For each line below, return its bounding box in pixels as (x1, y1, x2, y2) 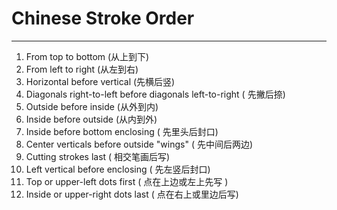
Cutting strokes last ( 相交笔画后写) (25, 150, 171, 162)
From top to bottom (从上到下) (25, 50, 150, 62)
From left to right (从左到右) (25, 63, 139, 75)
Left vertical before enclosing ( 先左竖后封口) (25, 163, 211, 175)
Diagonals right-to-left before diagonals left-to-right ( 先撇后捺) (25, 88, 286, 100)
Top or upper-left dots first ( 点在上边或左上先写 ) (25, 175, 229, 187)
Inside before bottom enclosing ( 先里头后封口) (25, 125, 219, 137)
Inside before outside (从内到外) (25, 113, 158, 125)
